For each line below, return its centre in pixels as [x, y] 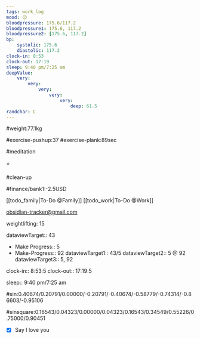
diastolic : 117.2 [39, 51]
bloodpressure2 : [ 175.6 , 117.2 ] [46, 34]
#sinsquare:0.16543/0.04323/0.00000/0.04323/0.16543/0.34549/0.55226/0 [100, 312]
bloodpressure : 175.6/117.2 [41, 23]
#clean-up [19, 177]
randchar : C [21, 112]
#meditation [21, 152]
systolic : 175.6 [37, 45]
